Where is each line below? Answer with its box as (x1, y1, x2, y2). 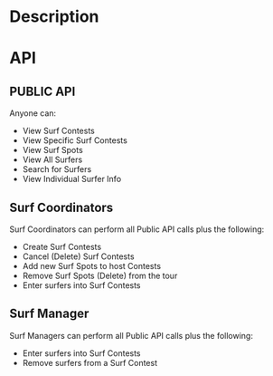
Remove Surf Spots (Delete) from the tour (22, 270, 178, 281)
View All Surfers (22, 154, 83, 165)
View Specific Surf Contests (22, 135, 128, 146)
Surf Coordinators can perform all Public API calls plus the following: (9, 224, 265, 235)
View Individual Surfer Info (22, 174, 122, 185)
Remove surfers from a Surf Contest (22, 357, 158, 368)
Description (9, 6, 99, 27)
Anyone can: (9, 108, 57, 119)
